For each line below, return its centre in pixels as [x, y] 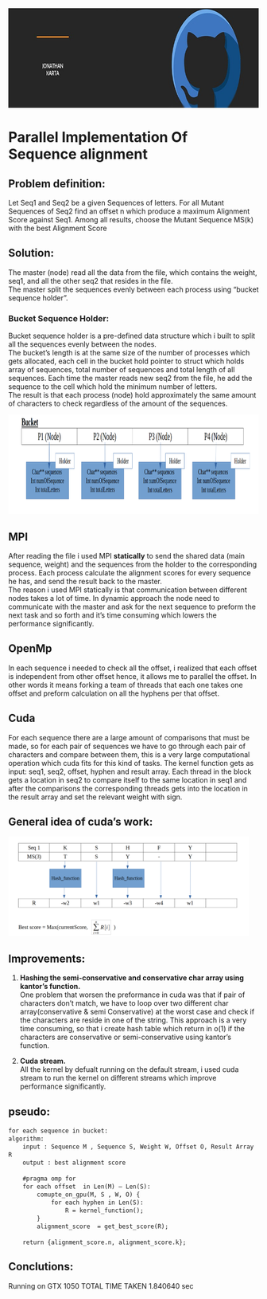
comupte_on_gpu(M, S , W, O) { [89, 1195]
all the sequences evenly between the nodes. [83, 344]
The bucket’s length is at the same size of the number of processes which [129, 353]
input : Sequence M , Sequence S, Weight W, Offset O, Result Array [138, 1147]
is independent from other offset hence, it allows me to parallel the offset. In [132, 676]
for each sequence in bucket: [58, 1131]
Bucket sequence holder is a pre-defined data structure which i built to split [132, 336]
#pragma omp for [50, 1179]
